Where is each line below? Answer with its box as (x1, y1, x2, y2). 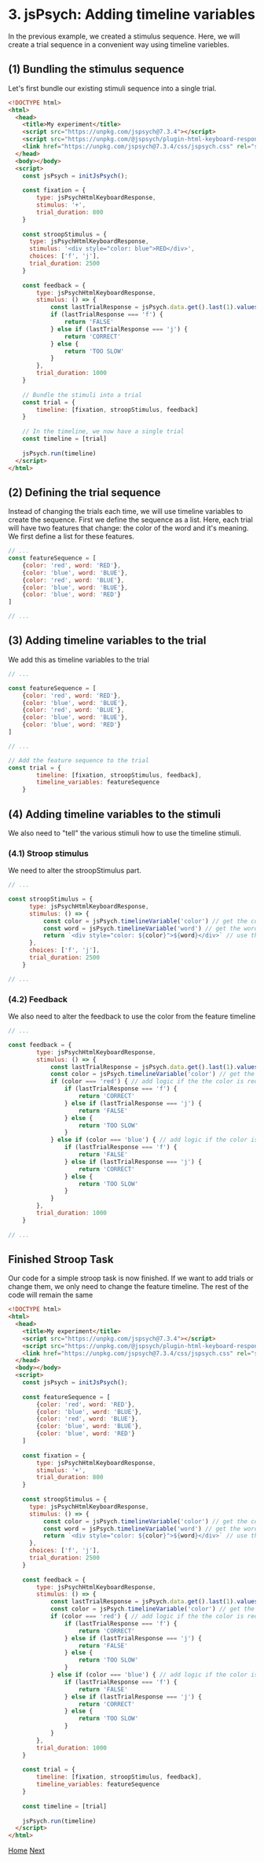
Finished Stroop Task (8, 1252, 114, 1266)
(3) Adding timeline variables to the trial (8, 634, 207, 648)
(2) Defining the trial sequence (8, 486, 161, 499)
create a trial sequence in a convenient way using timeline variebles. (8, 39, 229, 49)
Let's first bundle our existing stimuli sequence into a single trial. (8, 83, 217, 93)
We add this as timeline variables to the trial (8, 655, 149, 664)
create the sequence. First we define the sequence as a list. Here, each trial (8, 515, 253, 524)
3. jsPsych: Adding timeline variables (8, 6, 255, 24)
